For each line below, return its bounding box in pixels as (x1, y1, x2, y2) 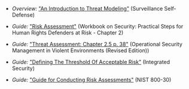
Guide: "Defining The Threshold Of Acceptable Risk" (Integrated (11, 59, 170, 65)
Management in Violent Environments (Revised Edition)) (11, 47, 150, 54)
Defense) (11, 11, 35, 18)
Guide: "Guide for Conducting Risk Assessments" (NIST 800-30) (11, 77, 172, 83)
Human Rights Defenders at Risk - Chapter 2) (11, 29, 124, 36)
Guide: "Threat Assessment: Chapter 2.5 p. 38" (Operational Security (11, 41, 182, 47)
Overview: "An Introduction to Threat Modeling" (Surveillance (11, 5, 163, 12)
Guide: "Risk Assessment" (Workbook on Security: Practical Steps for (11, 23, 184, 30)
